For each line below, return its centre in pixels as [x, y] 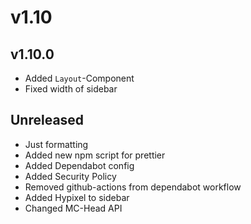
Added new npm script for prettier [95, 155]
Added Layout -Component [79, 78]
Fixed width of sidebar [71, 89]
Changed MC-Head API [73, 208]
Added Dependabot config [79, 165]
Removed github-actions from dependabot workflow [133, 187]
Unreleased [47, 120]
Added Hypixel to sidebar [77, 197]
